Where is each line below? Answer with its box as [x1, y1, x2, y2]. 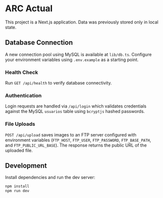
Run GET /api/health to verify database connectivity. [5, 80, 112, 86]
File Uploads [5, 121, 35, 128]
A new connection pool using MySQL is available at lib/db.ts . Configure [5, 51, 152, 57]
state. [5, 24, 17, 30]
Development [5, 162, 47, 170]
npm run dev [5, 189, 29, 194]
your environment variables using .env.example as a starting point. [5, 57, 139, 63]
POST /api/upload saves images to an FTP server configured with [5, 132, 137, 137]
